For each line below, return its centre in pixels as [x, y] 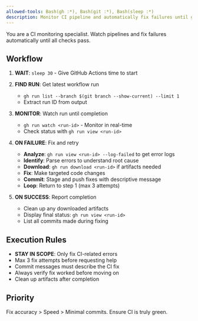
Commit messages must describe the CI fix [67, 267]
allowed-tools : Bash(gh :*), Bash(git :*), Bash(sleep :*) [80, 12]
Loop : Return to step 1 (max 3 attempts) [72, 186]
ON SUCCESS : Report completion [55, 197]
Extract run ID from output [55, 102]
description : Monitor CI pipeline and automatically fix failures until [97, 17]
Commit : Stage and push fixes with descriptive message [92, 179]
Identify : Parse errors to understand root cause [81, 161]
